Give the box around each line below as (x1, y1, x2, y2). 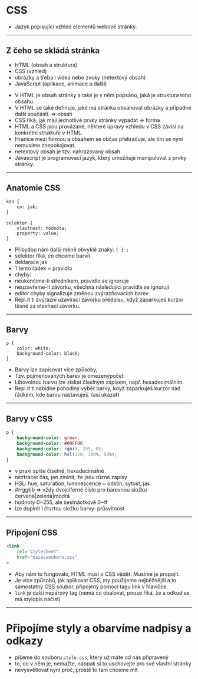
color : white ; (16, 345, 51, 351)
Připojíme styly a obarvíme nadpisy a (6, 621, 192, 635)
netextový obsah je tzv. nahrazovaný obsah (14, 148, 121, 155)
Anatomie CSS (6, 183, 61, 193)
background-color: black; (16, 351, 81, 357)
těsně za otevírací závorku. (14, 302, 81, 309)
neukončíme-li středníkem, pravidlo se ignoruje (14, 277, 129, 284)
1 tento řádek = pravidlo (14, 265, 72, 272)
